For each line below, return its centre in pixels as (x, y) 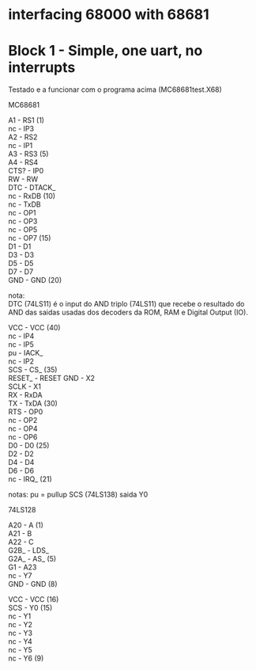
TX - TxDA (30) (33, 404)
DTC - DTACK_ (32, 188)
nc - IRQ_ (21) (30, 479)
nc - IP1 (21, 146)
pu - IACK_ (26, 353)
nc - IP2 (21, 361)
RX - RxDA (25, 395)
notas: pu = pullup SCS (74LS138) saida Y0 (78, 495)
